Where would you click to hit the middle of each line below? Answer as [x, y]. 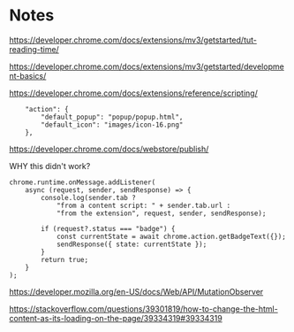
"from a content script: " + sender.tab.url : [143, 205]
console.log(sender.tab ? [89, 197]
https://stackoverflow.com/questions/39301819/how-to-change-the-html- [143, 309]
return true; [65, 259]
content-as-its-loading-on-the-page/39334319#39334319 [116, 318]
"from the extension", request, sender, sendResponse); [161, 213]
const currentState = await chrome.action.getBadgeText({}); [171, 236]
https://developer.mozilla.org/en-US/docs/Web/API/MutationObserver [136, 291]
